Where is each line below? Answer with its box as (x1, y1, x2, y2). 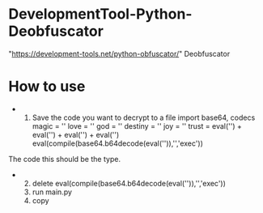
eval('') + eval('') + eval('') (32, 130, 120, 139)
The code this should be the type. (8, 154, 121, 164)
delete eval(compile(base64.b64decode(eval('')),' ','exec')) (32, 178, 227, 188)
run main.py (32, 187, 73, 197)
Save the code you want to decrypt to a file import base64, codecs (32, 113, 256, 122)
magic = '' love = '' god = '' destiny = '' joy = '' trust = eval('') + (32, 121, 243, 130)
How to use (8, 78, 86, 96)
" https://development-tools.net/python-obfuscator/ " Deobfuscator (8, 49, 231, 58)
